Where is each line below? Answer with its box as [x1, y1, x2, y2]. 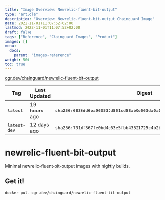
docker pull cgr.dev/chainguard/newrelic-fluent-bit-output [5, 190, 131, 195]
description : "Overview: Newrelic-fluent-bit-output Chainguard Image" [5, 16, 155, 21]
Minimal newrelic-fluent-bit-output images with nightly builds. [5, 163, 130, 169]
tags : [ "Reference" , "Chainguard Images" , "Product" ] [5, 35, 118, 40]
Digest [137, 90, 153, 97]
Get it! [5, 177, 25, 186]
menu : [5, 44, 16, 48]
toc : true [5, 62, 26, 67]
